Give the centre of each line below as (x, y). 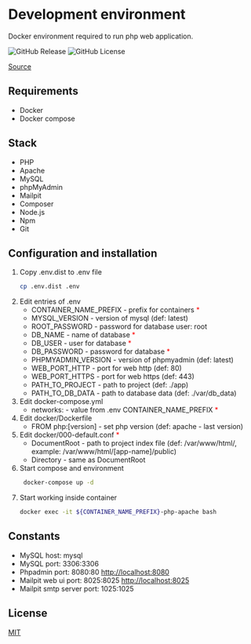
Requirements (43, 91)
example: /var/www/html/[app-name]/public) (104, 452)
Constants (34, 536)
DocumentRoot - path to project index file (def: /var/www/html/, (134, 443)
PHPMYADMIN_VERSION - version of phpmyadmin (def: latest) (132, 360)
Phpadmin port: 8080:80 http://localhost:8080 (95, 572)
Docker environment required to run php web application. (101, 36)
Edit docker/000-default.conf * (69, 435)
